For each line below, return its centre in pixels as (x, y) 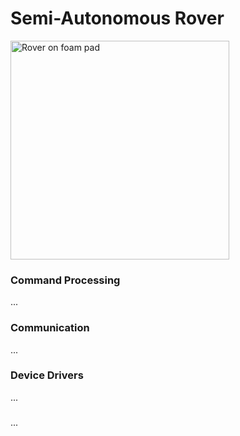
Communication (50, 328)
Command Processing (65, 280)
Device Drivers (47, 375)
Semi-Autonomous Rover (117, 18)
